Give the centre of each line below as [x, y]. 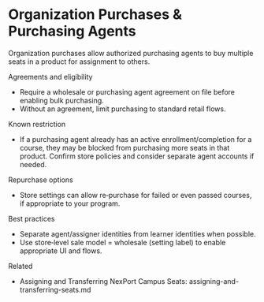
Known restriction [37, 124]
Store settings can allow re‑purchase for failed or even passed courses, [136, 195]
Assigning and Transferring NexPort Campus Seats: [103, 281]
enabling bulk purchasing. [61, 100]
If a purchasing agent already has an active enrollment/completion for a [136, 139]
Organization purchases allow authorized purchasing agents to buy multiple [131, 53]
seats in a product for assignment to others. [79, 62]
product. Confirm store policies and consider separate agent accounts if [137, 156]
